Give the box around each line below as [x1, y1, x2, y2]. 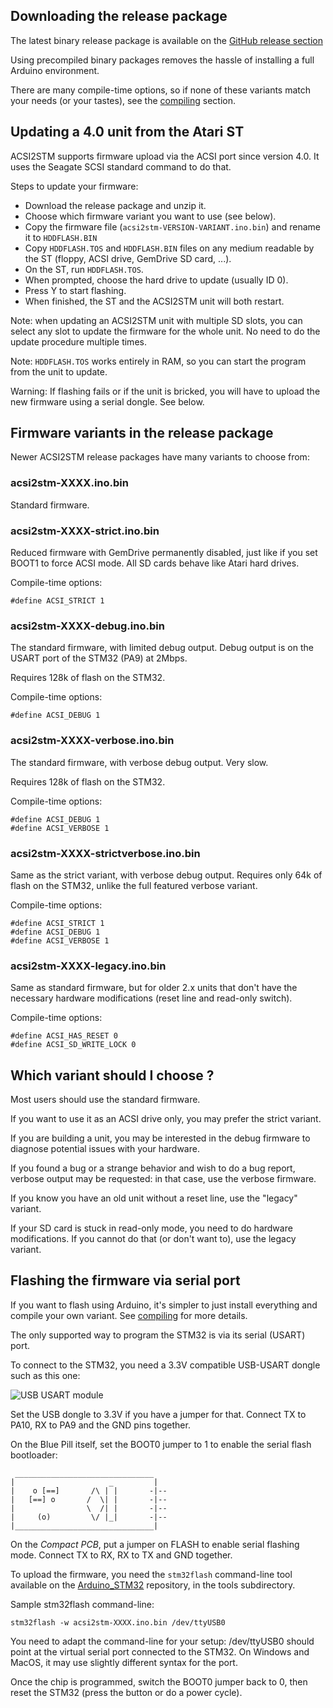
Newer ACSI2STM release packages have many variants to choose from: [10, 451, 310, 463]
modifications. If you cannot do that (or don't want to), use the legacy [10, 1233, 297, 1245]
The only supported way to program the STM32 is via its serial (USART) [10, 1329, 306, 1341]
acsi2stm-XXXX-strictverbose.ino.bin [10, 846, 201, 860]
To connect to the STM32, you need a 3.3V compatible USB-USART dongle [10, 1359, 321, 1371]
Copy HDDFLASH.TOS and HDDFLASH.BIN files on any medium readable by [24, 242, 315, 254]
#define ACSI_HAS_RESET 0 [10, 1031, 118, 1041]
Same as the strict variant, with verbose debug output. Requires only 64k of [10, 869, 323, 881]
